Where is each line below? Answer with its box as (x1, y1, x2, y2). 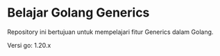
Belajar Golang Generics (7, 5, 150, 21)
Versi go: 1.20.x (7, 41, 51, 49)
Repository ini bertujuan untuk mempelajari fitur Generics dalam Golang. (7, 28, 214, 36)
